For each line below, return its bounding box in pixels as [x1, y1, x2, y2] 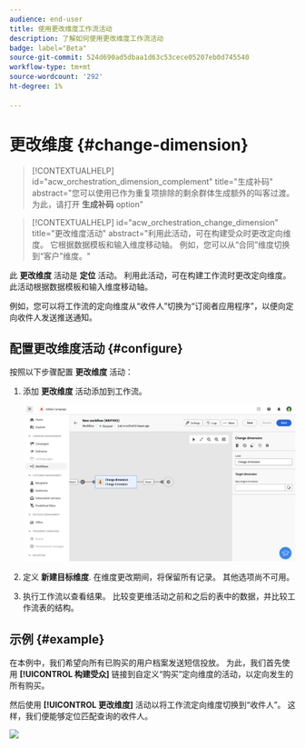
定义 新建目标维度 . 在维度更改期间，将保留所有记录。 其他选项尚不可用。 [22, 572, 295, 583]
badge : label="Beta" [9, 44, 88, 53]
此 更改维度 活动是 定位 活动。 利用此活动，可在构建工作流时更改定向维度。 [9, 269, 291, 281]
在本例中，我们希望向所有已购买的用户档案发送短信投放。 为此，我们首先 [9, 657, 282, 668]
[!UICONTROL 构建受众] [19, 669, 110, 680]
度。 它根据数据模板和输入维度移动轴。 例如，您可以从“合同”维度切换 [31, 239, 290, 250]
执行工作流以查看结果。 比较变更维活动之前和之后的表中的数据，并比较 [22, 591, 288, 602]
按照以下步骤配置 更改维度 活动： [9, 366, 133, 377]
